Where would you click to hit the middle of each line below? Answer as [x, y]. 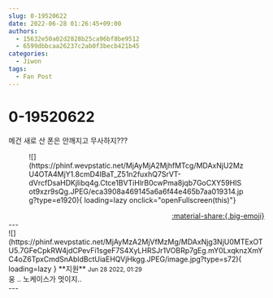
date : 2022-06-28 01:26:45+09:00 [65, 24]
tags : [17, 69]
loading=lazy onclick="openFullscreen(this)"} [160, 199]
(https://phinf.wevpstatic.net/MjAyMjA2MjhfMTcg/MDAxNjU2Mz [136, 165]
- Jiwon [29, 62]
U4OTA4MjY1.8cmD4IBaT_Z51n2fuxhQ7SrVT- [105, 174]
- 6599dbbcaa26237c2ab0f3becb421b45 [78, 46]
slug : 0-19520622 [38, 16]
